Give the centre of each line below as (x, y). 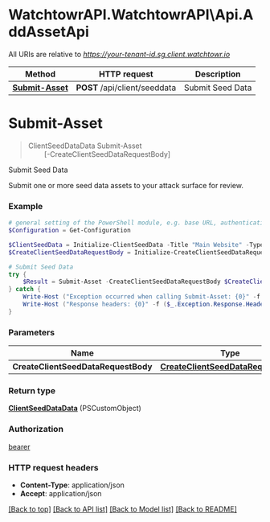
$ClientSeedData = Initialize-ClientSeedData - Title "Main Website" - (129, 245)
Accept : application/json (61, 493)
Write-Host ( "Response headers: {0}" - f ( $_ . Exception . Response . (135, 304)
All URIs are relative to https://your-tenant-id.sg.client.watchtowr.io (119, 54)
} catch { (25, 290)
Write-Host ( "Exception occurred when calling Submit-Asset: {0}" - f (142, 297)
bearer (19, 446)
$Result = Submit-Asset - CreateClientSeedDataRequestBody (122, 282)
